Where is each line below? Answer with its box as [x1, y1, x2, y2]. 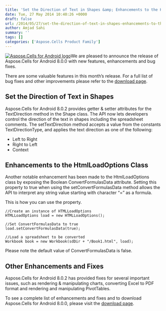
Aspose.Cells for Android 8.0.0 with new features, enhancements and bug [5, 58, 156, 64]
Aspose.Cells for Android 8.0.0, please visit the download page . [5, 301, 134, 307]
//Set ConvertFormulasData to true [5, 222, 79, 227]
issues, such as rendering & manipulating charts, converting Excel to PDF [5, 280, 154, 286]
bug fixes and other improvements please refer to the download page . [5, 78, 148, 84]
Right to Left [12, 141, 38, 147]
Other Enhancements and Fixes [5, 262, 104, 271]
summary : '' [5, 30, 30, 35]
